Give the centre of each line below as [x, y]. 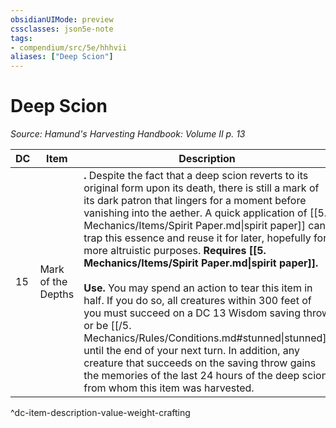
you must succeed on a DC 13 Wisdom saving [192, 313]
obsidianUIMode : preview [62, 19]
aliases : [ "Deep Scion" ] [62, 57]
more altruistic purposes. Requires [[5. [175, 251]
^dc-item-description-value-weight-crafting [100, 413]
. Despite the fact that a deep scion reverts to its [196, 176]
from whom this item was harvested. [169, 388]
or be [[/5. [107, 326]
